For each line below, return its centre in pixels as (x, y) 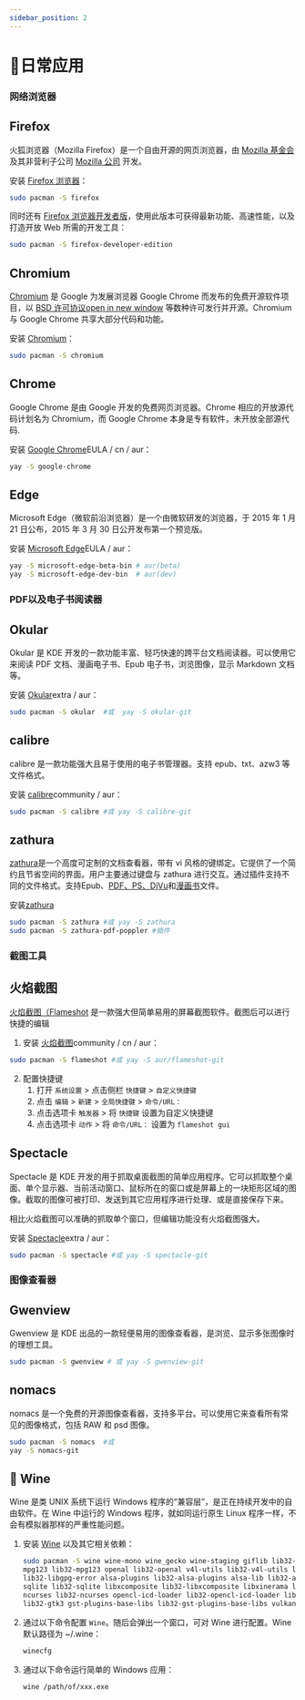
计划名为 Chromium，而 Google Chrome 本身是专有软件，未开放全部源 (149, 418)
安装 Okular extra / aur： (54, 694)
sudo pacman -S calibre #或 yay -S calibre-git (101, 812)
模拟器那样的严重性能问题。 (77, 1525)
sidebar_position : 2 (49, 18)
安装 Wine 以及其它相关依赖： (78, 1544)
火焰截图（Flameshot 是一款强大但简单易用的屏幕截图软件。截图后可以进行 (150, 1011)
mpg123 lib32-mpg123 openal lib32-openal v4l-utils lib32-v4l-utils (155, 1570)
